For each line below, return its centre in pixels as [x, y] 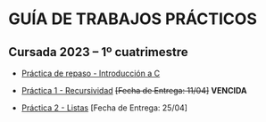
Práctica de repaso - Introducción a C [91, 73]
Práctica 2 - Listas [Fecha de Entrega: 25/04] [104, 108]
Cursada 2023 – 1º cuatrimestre [98, 52]
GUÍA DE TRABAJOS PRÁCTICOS [133, 19]
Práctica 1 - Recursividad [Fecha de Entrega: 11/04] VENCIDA [134, 90]
